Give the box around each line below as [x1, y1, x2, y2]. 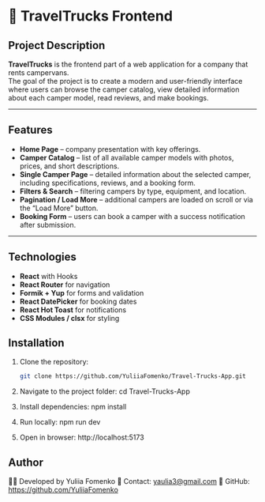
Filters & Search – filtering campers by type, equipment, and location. [19, 186, 247, 196]
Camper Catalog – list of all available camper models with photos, [19, 153, 234, 162]
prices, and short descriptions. [19, 161, 120, 171]
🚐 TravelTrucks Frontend [8, 7, 174, 25]
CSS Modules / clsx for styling [19, 313, 120, 323]
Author [8, 455, 43, 469]
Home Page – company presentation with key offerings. [19, 144, 201, 153]
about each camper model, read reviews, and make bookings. [8, 93, 209, 102]
